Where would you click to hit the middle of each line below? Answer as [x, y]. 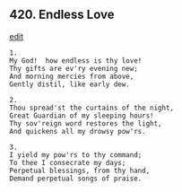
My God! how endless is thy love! [76, 61]
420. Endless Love [62, 15]
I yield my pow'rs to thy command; [76, 155]
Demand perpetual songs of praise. [76, 179]
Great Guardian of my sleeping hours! [82, 116]
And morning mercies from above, [72, 76]
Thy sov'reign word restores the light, [86, 123]
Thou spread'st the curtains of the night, [92, 108]
